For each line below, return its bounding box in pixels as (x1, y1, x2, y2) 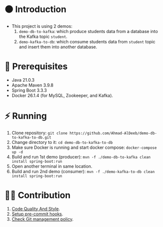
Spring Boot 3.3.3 (11, 87, 47, 93)
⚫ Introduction (4, 4, 67, 15)
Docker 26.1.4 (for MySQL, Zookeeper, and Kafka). (11, 92, 113, 98)
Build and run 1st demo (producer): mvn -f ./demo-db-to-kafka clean (11, 154, 151, 159)
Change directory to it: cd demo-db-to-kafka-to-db (11, 139, 113, 145)
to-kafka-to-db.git (11, 135, 52, 140)
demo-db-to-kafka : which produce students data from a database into (19, 28, 158, 34)
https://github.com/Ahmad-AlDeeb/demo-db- (69, 131, 157, 136)
